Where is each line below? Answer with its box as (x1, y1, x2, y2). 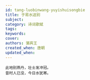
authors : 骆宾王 (5, 41, 38, 46)
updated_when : (5, 50, 36, 55)
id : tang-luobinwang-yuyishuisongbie (5, 7, 85, 13)
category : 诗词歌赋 (5, 21, 44, 27)
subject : (5, 17, 24, 22)
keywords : (5, 31, 26, 36)
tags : (5, 26, 17, 32)
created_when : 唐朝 (5, 45, 45, 50)
